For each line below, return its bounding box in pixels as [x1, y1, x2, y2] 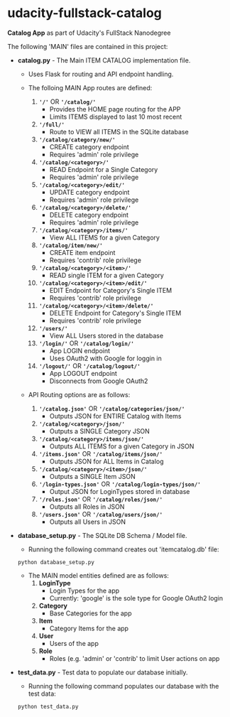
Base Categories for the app [49, 609, 132, 618]
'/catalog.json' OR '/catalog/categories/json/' [38, 404, 185, 413]
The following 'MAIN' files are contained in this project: [7, 42, 168, 50]
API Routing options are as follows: [28, 390, 131, 399]
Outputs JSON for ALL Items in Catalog [49, 457, 165, 465]
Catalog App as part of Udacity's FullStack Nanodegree [7, 28, 171, 37]
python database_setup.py [17, 559, 94, 566]
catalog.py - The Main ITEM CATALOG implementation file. [17, 55, 191, 65]
